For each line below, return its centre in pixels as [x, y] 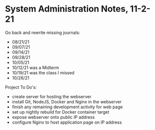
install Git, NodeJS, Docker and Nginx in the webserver [67, 101]
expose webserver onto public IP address [53, 117]
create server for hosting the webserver [52, 96]
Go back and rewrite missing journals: [43, 32]
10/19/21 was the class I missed [43, 72]
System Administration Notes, [67, 9]
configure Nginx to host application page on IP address [67, 122]
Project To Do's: [21, 87]
